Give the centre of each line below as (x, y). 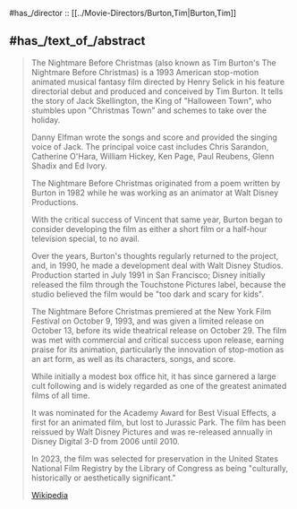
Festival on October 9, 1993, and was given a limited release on (148, 321)
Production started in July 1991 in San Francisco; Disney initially (148, 275)
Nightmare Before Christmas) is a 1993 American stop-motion (145, 72)
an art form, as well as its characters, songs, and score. (133, 358)
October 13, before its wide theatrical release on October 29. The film (159, 330)
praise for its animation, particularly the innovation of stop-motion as (157, 349)
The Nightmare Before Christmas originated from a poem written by (156, 183)
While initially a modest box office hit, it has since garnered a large (153, 376)
